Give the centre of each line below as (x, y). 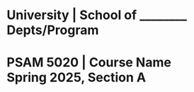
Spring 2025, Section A (76, 77)
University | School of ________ (97, 15)
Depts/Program (53, 30)
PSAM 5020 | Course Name (89, 63)
